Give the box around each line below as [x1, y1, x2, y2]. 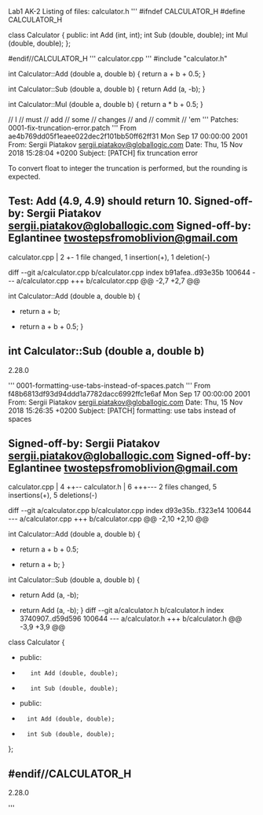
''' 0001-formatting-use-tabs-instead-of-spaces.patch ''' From [8, 381, 211, 390]
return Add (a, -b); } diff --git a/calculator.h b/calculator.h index [19, 606, 225, 615]
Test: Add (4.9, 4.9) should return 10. [8, 194, 192, 208]
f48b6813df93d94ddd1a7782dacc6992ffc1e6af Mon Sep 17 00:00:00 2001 [8, 389, 250, 398]
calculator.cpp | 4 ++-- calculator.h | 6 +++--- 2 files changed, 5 [8, 482, 217, 492]
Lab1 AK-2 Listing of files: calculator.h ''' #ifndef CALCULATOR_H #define [8, 7, 246, 16]
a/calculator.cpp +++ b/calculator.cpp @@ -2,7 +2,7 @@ [16, 275, 200, 286]
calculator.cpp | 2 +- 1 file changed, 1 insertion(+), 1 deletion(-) [8, 252, 210, 262]
